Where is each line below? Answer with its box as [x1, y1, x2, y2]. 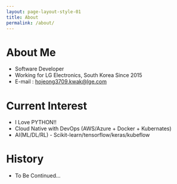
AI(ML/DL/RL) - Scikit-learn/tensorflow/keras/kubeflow [14, 131, 150, 139]
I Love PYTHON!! [14, 119, 57, 126]
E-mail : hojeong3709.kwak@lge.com [14, 78, 107, 85]
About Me [6, 45, 56, 59]
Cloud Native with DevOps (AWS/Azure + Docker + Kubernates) [14, 125, 172, 132]
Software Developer [14, 65, 64, 72]
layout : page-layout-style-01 [6, 8, 82, 15]
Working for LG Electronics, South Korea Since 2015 [14, 72, 142, 79]
